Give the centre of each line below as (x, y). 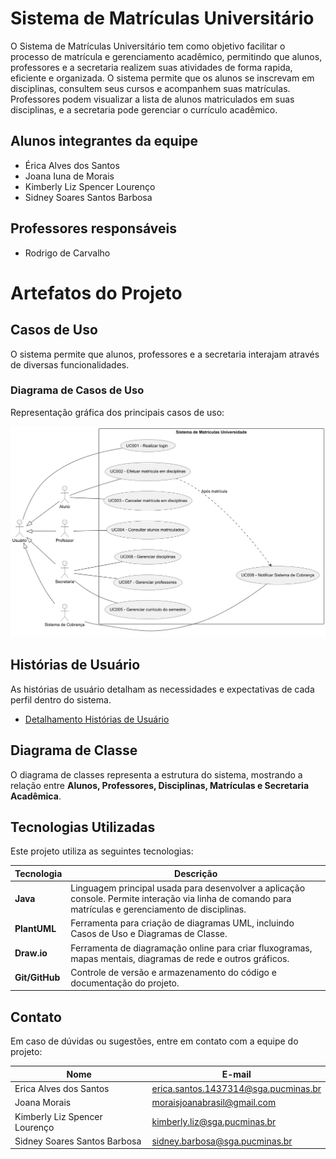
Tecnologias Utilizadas (83, 827)
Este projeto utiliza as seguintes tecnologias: (102, 851)
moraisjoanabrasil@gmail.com (214, 1103)
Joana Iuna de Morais (69, 176)
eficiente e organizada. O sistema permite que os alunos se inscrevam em (162, 78)
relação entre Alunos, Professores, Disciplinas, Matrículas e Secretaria (160, 785)
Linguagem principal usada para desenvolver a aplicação (188, 888)
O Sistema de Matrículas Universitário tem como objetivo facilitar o (148, 46)
